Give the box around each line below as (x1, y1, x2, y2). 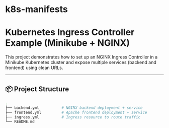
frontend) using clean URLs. (5, 65, 63, 71)
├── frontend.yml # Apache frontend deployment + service (5, 110, 147, 115)
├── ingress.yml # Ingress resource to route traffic (5, 114, 141, 119)
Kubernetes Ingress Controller (5, 27, 135, 38)
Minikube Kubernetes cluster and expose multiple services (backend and (5, 59, 157, 66)
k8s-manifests (5, 4, 68, 15)
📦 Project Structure (5, 85, 69, 93)
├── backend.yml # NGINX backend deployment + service (5, 105, 143, 110)
